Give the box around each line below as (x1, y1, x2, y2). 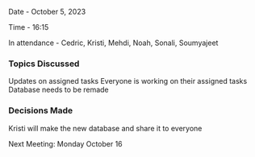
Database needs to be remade (8, 85, 109, 95)
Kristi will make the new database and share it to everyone (8, 123, 203, 133)
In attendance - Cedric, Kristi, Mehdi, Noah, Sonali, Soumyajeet (8, 38, 219, 48)
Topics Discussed (8, 58, 80, 69)
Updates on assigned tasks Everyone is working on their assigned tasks (8, 76, 248, 86)
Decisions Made (8, 105, 73, 116)
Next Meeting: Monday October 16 (8, 138, 123, 148)
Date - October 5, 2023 (8, 7, 86, 16)
